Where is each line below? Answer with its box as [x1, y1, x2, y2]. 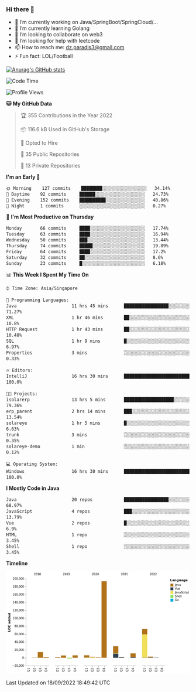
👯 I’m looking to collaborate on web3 [14, 31, 103, 38]
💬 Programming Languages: [6, 297, 69, 304]
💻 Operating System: [6, 461, 59, 468]
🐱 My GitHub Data [6, 100, 53, 107]
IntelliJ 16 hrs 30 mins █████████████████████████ [6, 373, 190, 380]
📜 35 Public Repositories [20, 151, 80, 158]
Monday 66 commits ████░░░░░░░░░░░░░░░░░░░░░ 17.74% [6, 226, 169, 231]
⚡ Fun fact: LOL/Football [14, 53, 73, 60]
